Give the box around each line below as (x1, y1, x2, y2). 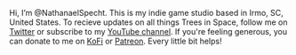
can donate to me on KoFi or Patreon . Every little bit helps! (9, 35, 222, 46)
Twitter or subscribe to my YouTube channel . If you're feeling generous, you (9, 27, 287, 36)
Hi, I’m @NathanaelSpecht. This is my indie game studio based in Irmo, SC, (9, 8, 284, 18)
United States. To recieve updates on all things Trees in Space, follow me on (9, 17, 288, 27)
